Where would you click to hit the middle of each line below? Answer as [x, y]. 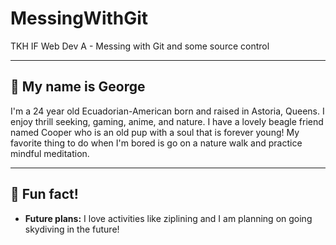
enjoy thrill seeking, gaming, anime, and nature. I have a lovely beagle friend [167, 121]
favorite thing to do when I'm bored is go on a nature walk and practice [156, 143]
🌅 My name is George [78, 87]
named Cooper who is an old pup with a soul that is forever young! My [155, 132]
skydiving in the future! [72, 229]
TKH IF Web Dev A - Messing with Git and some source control [140, 46]
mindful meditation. [50, 153]
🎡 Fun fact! [44, 194]
